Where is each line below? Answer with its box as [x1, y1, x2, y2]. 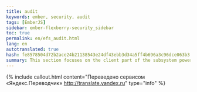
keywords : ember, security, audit [6, 14, 91, 20]
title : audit [6, 8, 38, 15]
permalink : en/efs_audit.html [6, 36, 80, 41]
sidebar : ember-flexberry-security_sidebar [6, 24, 114, 31]
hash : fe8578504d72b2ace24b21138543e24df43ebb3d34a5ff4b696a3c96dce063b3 [6, 52, 191, 58]
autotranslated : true [6, 47, 59, 52]
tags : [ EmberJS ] [6, 19, 46, 25]
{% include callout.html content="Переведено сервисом [6, 73, 145, 80]
